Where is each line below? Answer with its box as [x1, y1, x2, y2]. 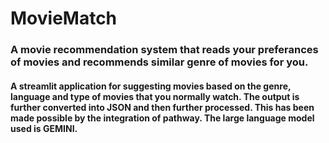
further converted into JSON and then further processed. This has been [10, 101, 315, 113]
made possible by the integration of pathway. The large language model [10, 112, 315, 124]
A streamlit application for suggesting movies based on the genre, [10, 80, 292, 92]
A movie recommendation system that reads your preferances [10, 43, 319, 57]
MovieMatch [10, 7, 118, 30]
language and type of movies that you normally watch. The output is [10, 90, 300, 102]
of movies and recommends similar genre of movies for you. [10, 55, 309, 69]
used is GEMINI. [10, 122, 78, 134]
